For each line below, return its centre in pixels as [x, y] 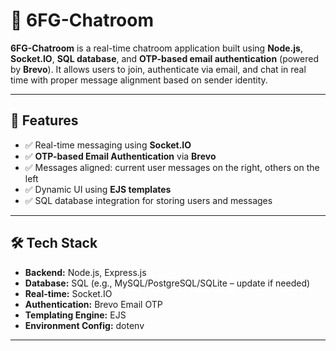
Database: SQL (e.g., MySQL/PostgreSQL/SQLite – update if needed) [167, 283]
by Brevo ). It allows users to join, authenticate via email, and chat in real [158, 69]
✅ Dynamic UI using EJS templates [98, 189]
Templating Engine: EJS [75, 315]
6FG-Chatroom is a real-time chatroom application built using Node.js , [156, 48]
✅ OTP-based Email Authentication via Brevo [120, 156]
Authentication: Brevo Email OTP [93, 304]
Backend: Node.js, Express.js [85, 272]
